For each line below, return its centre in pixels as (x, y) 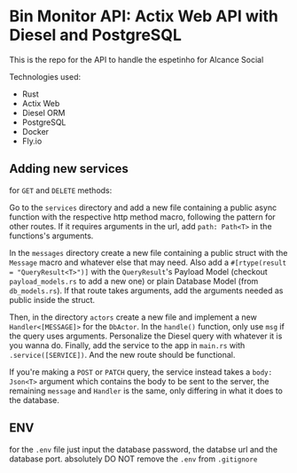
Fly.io (32, 141)
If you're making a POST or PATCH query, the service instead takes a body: (141, 372)
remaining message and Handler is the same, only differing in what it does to (146, 391)
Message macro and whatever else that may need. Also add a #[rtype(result (148, 262)
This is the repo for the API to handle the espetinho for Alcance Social (137, 59)
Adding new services (69, 169)
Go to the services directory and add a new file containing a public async (143, 207)
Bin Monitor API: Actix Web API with (144, 16)
